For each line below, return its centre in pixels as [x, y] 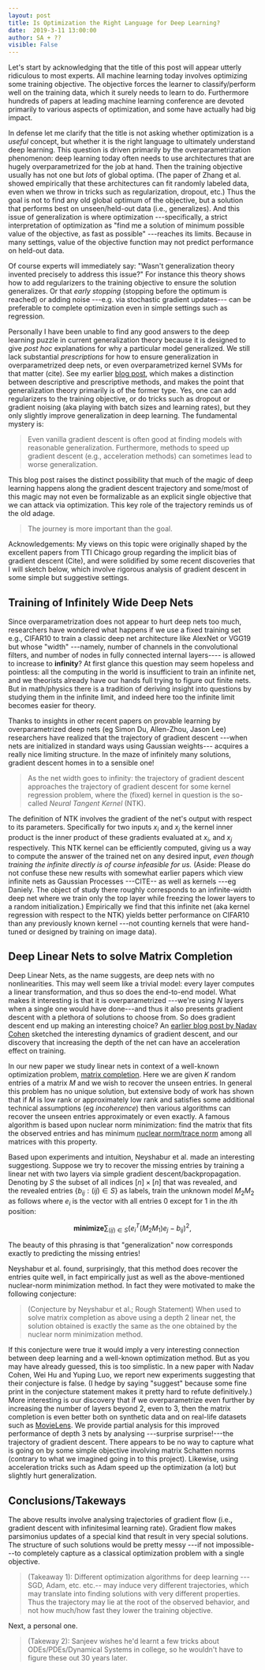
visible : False [33, 45]
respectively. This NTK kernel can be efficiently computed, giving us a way [130, 847]
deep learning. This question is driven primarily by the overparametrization [129, 150]
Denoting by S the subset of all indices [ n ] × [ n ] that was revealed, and [123, 1182]
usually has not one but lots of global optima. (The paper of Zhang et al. [125, 175]
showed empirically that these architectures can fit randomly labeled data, [129, 183]
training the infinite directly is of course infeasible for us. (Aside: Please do [129, 864]
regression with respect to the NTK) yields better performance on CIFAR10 [129, 914]
